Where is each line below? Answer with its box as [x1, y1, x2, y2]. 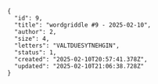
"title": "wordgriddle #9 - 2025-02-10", [14, 21, 152, 29]
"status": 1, [14, 49, 57, 57]
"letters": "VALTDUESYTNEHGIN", [14, 42, 120, 49]
